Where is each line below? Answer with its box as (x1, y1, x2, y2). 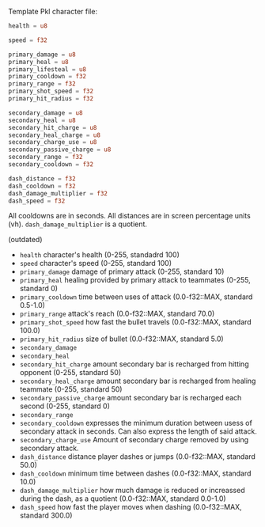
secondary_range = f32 (8, 154, 83, 161)
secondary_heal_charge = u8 (8, 131, 101, 139)
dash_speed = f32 (8, 197, 66, 205)
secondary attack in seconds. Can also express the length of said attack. (19, 427, 257, 436)
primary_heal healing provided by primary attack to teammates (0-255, (19, 275, 251, 285)
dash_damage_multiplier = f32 (8, 189, 108, 197)
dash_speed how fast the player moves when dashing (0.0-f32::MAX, (19, 502, 243, 512)
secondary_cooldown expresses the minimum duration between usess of (19, 419, 253, 428)
